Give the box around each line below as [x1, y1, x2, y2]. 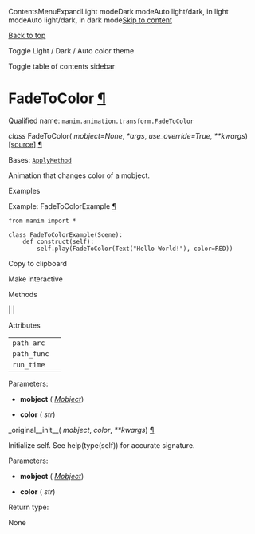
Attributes [8, 320, 41, 330]
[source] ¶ [8, 139, 42, 149]
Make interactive [8, 274, 64, 284]
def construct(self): [22, 238, 94, 245]
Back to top [8, 31, 46, 40]
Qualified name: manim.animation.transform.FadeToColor [8, 116, 194, 125]
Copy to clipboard [8, 258, 68, 268]
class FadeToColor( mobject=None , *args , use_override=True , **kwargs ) [8, 131, 249, 140]
